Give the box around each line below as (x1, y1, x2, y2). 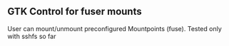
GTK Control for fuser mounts (7, 6, 142, 18)
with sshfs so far (7, 32, 56, 40)
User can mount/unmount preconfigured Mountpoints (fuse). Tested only (7, 24, 223, 33)
